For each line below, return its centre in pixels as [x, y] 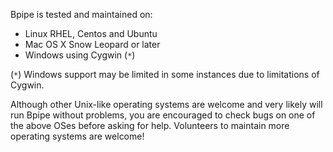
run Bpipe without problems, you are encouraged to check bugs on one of [163, 115]
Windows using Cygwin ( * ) [80, 55]
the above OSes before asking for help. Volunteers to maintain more [150, 125]
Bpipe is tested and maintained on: [81, 14]
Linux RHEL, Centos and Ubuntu [91, 33]
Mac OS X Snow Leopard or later [92, 44]
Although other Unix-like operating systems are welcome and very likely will [166, 104]
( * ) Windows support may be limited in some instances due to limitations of [165, 74]
